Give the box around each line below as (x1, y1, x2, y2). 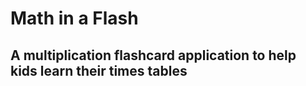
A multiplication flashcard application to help (10, 47, 297, 64)
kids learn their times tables (10, 62, 188, 79)
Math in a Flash (10, 7, 139, 30)
